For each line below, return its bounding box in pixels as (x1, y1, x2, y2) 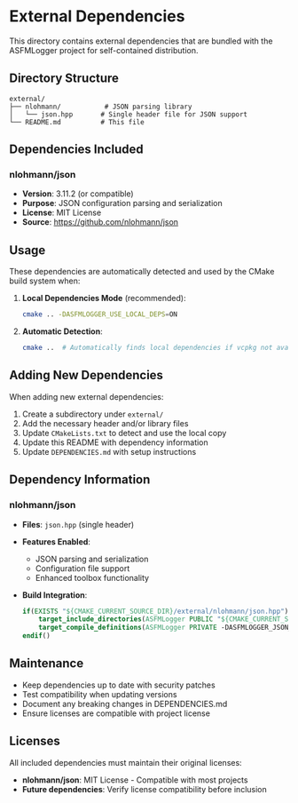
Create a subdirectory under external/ (21, 409, 164, 419)
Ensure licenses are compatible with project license (21, 708, 211, 719)
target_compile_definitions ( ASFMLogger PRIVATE (38, 624, 217, 632)
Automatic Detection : (21, 326, 104, 337)
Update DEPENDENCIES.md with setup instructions (21, 446, 197, 457)
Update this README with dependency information (21, 437, 208, 448)
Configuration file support (35, 562, 130, 574)
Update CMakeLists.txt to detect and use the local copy (21, 427, 227, 438)
